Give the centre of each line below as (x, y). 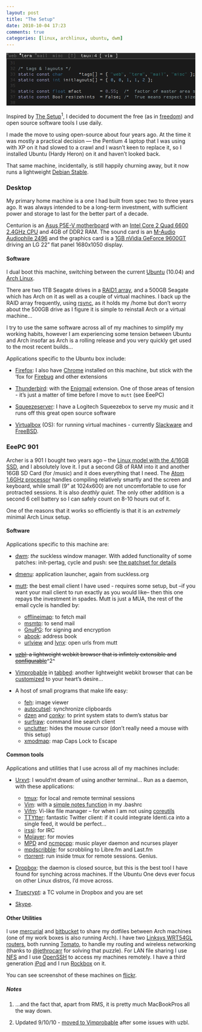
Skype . (24, 904)
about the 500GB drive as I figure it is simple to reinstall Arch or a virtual (96, 309)
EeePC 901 (22, 447)
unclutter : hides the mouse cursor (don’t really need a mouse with (106, 728)
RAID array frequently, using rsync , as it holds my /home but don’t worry (96, 303)
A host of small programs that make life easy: (71, 691)
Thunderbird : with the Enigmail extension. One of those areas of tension (105, 389)
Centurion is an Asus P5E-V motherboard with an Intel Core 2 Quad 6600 (97, 225)
